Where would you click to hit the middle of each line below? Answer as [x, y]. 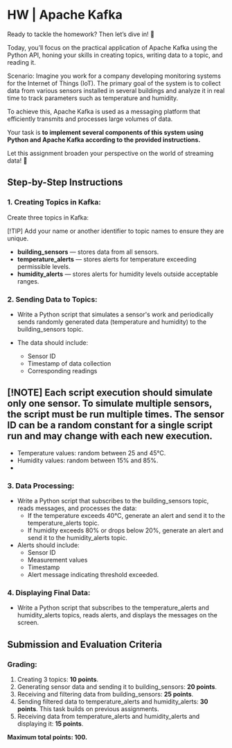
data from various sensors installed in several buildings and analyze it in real [116, 90]
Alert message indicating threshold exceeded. [93, 575]
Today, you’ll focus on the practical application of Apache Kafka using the [113, 47]
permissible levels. [44, 266]
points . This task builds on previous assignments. [88, 709]
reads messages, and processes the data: [77, 508]
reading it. [21, 62]
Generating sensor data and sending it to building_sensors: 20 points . [117, 687]
